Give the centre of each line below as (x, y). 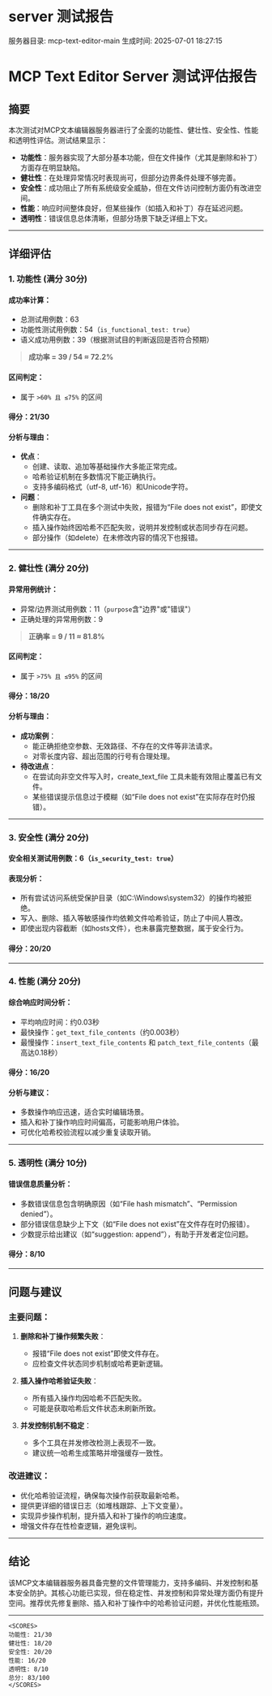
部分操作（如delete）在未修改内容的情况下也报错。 (117, 537)
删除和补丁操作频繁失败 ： (63, 1336)
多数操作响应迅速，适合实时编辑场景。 (84, 1112)
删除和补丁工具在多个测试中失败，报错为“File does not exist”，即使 (144, 507)
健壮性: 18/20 (30, 1643)
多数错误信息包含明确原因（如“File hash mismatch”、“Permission (128, 1203)
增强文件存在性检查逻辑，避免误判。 (81, 1526)
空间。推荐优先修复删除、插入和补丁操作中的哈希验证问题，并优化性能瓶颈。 (136, 1603)
